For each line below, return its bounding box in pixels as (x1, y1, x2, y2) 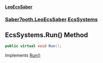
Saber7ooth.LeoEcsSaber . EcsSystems (5, 16, 98, 23)
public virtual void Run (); (5, 44, 62, 48)
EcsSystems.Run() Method (5, 31, 88, 39)
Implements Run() (5, 52, 41, 58)
